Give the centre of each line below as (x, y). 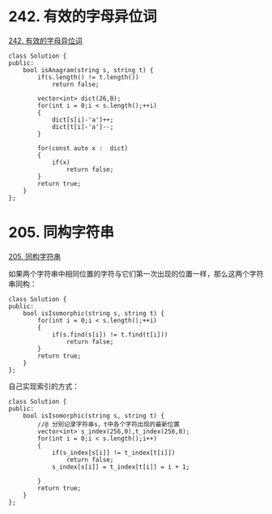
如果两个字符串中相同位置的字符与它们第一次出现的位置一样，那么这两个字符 (136, 273)
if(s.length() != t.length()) (88, 77)
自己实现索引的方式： (44, 386)
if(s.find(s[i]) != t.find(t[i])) (110, 334)
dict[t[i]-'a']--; (83, 126)
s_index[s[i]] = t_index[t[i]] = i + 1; (121, 467)
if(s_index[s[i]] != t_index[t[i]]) (113, 452)
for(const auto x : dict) (83, 148)
